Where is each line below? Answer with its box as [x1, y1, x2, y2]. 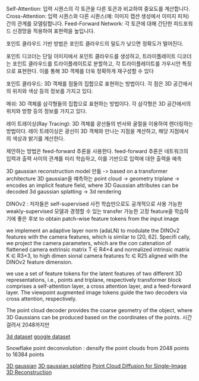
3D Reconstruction [6, 369, 52, 376]
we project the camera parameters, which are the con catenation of [6, 240, 171, 246]
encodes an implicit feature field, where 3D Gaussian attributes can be [6, 182, 179, 189]
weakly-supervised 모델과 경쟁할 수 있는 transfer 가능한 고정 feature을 [6, 208, 173, 215]
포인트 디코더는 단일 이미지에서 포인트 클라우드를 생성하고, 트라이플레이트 [6, 53, 176, 59]
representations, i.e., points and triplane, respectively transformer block [6, 277, 182, 283]
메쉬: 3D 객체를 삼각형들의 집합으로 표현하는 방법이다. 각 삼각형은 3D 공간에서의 [6, 100, 191, 107]
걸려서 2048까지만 [6, 321, 50, 328]
